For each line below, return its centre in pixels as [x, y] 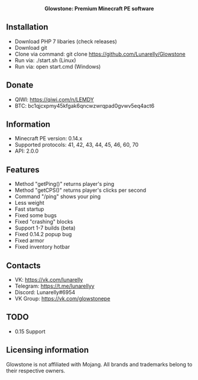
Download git [31, 47]
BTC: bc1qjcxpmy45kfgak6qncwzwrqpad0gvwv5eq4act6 [85, 105]
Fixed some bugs [36, 215]
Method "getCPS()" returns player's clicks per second [80, 190]
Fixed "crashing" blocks [44, 222]
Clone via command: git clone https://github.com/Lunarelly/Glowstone [100, 54]
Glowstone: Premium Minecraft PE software [99, 9]
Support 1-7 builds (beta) [45, 228]
